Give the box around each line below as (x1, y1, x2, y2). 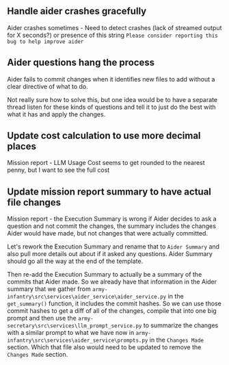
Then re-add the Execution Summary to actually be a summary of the (7, 270, 202, 279)
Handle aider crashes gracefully (7, 5, 147, 17)
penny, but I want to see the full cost (7, 166, 110, 174)
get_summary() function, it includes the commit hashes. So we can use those (7, 299, 222, 307)
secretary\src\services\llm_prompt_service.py (7, 323, 142, 329)
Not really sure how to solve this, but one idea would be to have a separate (7, 95, 217, 103)
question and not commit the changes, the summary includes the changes (7, 222, 217, 230)
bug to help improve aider (7, 38, 84, 45)
